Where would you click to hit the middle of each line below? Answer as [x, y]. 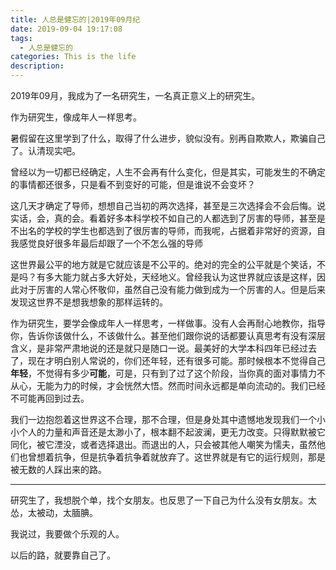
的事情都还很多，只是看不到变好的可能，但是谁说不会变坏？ [133, 184]
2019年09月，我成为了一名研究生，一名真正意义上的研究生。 [135, 95]
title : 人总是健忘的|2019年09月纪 [75, 19]
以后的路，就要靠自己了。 [63, 555]
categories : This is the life [73, 57]
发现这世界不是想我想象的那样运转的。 [89, 302]
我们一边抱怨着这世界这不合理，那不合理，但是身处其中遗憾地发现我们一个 [163, 419]
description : [37, 66]
